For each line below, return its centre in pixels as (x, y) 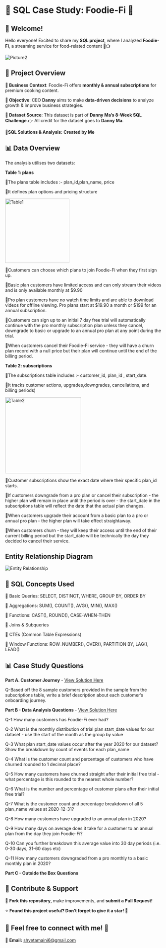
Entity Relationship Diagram (49, 557)
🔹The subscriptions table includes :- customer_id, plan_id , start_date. (76, 375)
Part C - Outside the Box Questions (42, 873)
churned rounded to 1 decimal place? (43, 765)
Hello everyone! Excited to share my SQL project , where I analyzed (74, 40)
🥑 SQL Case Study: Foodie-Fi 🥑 (69, 10)
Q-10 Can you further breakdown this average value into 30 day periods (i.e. (83, 843)
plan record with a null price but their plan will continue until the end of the (81, 350)
